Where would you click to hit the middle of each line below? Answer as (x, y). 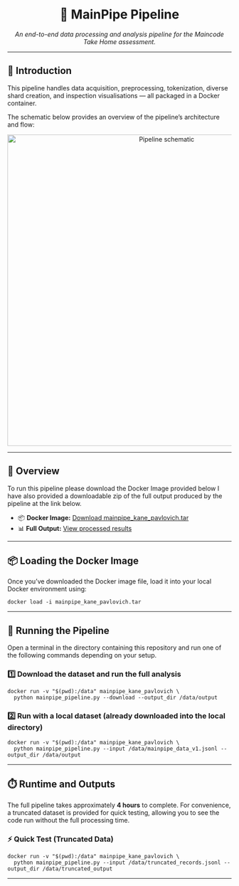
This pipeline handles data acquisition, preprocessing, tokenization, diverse (118, 88)
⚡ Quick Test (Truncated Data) (60, 839)
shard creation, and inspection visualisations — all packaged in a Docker (114, 95)
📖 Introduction (40, 71)
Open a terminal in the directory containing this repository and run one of (115, 648)
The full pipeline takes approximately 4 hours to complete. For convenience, (119, 805)
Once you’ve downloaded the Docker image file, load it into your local (110, 581)
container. (22, 103)
